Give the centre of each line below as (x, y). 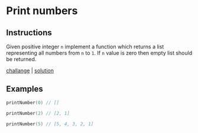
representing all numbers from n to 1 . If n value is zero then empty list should (99, 53)
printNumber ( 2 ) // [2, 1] (38, 113)
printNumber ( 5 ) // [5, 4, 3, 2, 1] (50, 124)
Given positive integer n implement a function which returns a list (85, 46)
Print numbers (42, 11)
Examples (25, 89)
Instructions (29, 33)
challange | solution (30, 71)
